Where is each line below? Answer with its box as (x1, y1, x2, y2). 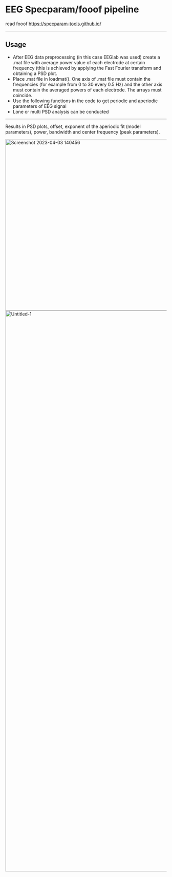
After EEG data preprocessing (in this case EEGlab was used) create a (12, 54, 160, 60)
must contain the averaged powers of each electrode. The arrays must (12, 86, 162, 93)
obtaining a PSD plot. (12, 70, 57, 77)
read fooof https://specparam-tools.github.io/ (5, 21, 101, 27)
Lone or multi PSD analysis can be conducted (12, 108, 109, 115)
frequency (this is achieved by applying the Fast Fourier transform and (12, 65, 161, 71)
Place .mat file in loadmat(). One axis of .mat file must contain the (12, 76, 151, 82)
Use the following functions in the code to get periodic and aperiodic (12, 98, 158, 104)
